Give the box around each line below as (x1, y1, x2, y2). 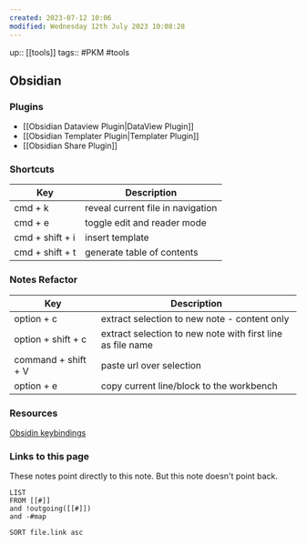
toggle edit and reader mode (85, 217, 207, 229)
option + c (14, 312, 57, 325)
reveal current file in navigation (85, 202, 218, 215)
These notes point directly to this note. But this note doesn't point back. (9, 470, 278, 482)
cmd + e (14, 217, 50, 229)
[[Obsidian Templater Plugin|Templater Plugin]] (22, 131, 199, 142)
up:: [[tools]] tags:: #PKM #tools (9, 46, 130, 57)
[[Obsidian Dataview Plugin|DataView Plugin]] (22, 121, 194, 132)
